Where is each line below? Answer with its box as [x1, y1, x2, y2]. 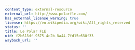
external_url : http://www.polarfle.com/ [5, 11, 88, 16]
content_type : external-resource [5, 7, 72, 12]
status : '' [5, 25, 27, 30]
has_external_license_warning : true [5, 16, 79, 20]
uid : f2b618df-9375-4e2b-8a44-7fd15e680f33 [5, 34, 94, 39]
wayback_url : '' [5, 38, 38, 43]
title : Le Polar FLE [5, 29, 47, 34]
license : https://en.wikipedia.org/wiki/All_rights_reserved [5, 20, 131, 25]
